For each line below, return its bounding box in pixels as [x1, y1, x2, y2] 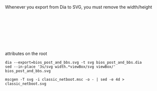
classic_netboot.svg [5, 81, 47, 86]
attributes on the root [5, 51, 47, 56]
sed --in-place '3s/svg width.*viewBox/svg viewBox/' [5, 64, 116, 69]
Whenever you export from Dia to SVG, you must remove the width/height [5, 4, 153, 10]
